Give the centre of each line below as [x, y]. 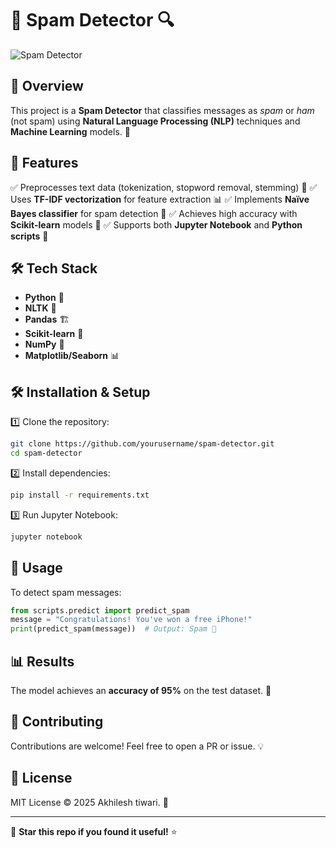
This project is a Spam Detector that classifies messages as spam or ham [162, 110]
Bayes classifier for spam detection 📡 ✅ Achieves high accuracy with [154, 213]
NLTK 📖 [40, 308]
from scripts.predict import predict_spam [100, 610]
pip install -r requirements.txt [80, 495]
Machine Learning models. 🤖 [70, 131]
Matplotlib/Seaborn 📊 [72, 356]
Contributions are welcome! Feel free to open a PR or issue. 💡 [137, 746]
